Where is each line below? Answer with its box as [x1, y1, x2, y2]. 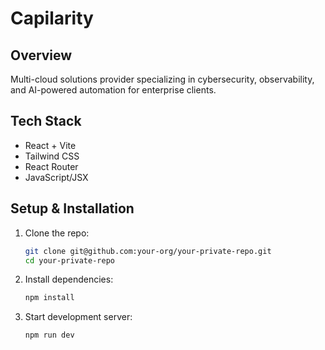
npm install [24, 293, 75, 303]
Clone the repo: [24, 227, 90, 239]
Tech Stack [10, 113, 82, 130]
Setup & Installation [10, 200, 135, 217]
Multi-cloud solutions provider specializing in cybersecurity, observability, [10, 73, 315, 85]
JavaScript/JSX [24, 171, 89, 183]
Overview [10, 47, 73, 64]
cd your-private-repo [24, 255, 115, 266]
